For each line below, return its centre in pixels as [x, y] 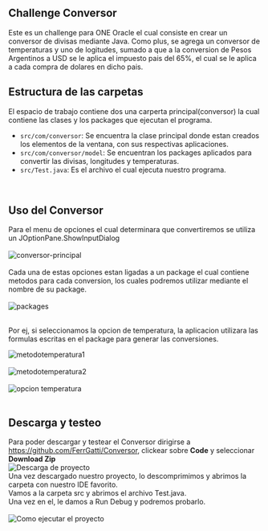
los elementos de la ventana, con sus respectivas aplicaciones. [124, 144]
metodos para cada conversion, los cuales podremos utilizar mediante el [128, 281]
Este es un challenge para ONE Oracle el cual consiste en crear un [118, 32]
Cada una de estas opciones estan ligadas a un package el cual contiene [129, 272]
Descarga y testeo [55, 422]
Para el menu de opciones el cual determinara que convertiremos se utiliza [132, 230]
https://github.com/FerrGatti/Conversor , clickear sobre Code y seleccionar [132, 451]
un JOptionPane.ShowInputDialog [64, 238]
